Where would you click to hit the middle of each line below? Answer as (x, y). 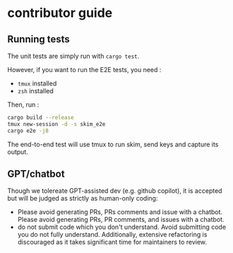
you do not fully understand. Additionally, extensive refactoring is (112, 235)
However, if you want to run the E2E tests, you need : (84, 70)
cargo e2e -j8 (28, 131)
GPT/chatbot (36, 174)
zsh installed (36, 91)
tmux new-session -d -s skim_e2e (56, 124)
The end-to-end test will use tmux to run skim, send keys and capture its (113, 144)
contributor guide (60, 13)
